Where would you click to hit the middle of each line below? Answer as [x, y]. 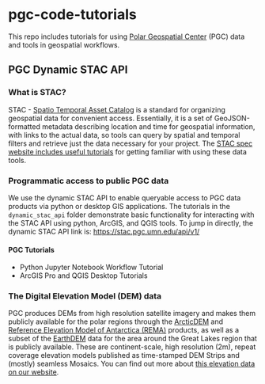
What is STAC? [37, 93]
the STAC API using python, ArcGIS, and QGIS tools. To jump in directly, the [131, 222]
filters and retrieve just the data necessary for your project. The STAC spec [131, 143]
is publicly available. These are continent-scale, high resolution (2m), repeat [132, 347]
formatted [25, 126]
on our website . [34, 372]
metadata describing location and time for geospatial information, [149, 126]
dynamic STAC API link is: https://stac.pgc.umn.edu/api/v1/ [104, 231]
